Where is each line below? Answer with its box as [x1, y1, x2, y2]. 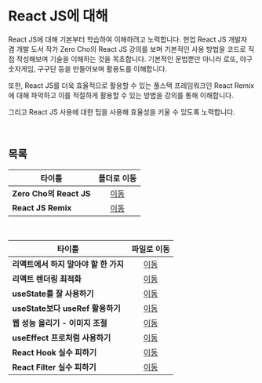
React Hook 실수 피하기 [12, 347, 96, 358]
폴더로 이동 [97, 173, 137, 184]
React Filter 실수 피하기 [12, 362, 96, 373]
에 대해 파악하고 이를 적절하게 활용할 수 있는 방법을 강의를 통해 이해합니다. [8, 90, 234, 100]
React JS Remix [12, 202, 72, 213]
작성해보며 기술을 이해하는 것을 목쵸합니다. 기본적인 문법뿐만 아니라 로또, [16, 54, 238, 64]
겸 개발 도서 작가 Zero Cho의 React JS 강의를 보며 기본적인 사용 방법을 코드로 [8, 44, 247, 53]
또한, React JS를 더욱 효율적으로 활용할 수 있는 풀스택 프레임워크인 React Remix [8, 80, 255, 90]
